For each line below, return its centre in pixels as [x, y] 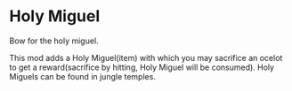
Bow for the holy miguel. [54, 41]
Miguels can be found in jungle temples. [82, 76]
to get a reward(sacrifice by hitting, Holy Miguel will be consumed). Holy [142, 67]
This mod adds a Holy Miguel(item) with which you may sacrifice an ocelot [146, 57]
